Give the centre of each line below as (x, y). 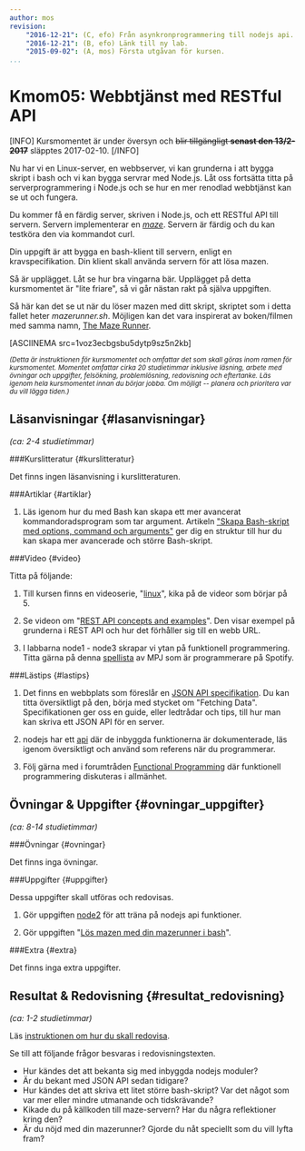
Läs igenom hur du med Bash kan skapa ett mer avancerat (132, 511)
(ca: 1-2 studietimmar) (51, 1017)
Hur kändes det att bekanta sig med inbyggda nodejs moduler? (140, 1071)
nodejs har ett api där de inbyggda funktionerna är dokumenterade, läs (155, 739)
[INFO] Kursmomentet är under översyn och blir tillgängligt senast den (142, 141)
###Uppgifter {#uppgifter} (59, 879)
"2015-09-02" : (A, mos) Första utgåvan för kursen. (125, 52)
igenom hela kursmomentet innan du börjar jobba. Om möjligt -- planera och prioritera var (151, 384)
